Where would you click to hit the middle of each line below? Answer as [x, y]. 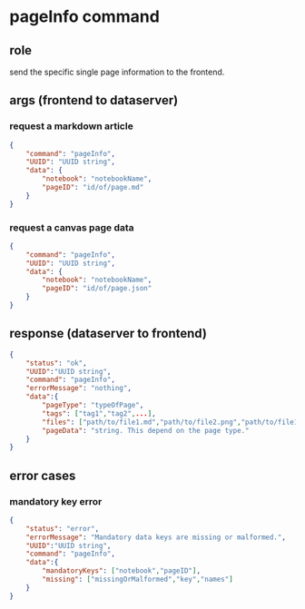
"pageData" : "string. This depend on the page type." [146, 430]
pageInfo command [85, 17]
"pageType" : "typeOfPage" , [93, 406]
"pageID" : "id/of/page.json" [97, 289]
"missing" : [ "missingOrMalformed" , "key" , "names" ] [138, 580]
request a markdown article [71, 126]
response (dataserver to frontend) [108, 334]
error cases [43, 475]
